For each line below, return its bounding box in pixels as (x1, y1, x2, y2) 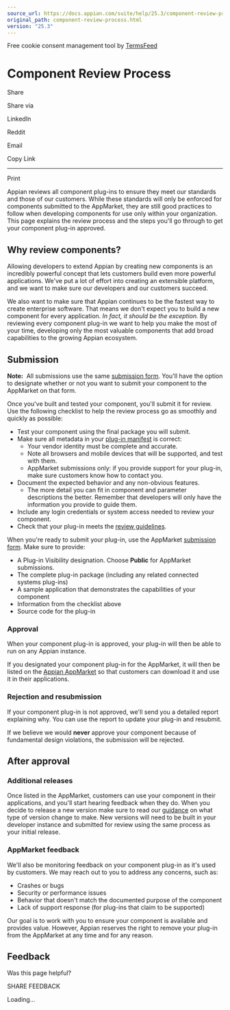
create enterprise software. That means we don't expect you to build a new (7, 304, 220, 313)
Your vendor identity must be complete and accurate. (27, 442, 178, 450)
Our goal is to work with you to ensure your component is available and (7, 916, 208, 924)
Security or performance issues (16, 889, 107, 897)
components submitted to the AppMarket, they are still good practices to (7, 202, 212, 211)
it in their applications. (7, 675, 70, 683)
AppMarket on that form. (7, 386, 77, 394)
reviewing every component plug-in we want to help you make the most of (7, 320, 217, 328)
